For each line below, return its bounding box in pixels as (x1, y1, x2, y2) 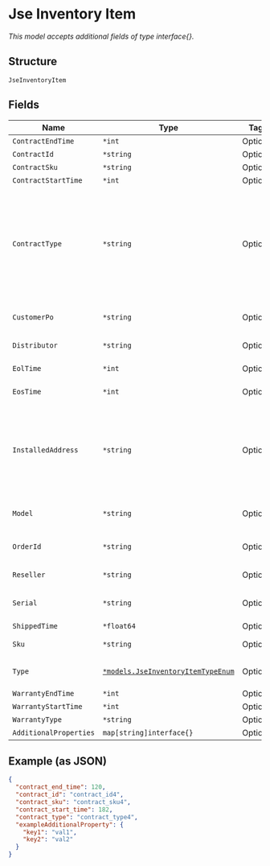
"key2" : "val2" (22, 835, 74, 843)
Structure (8, 55, 58, 68)
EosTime (12, 387, 42, 396)
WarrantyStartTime (12, 702, 83, 711)
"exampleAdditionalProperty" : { (15, 820, 125, 829)
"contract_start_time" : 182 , (15, 806, 113, 814)
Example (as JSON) (8, 754, 107, 768)
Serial (12, 598, 38, 608)
